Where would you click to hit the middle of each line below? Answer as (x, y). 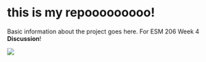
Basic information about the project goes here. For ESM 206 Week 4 (103, 31)
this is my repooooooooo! (81, 13)
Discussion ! (24, 38)
